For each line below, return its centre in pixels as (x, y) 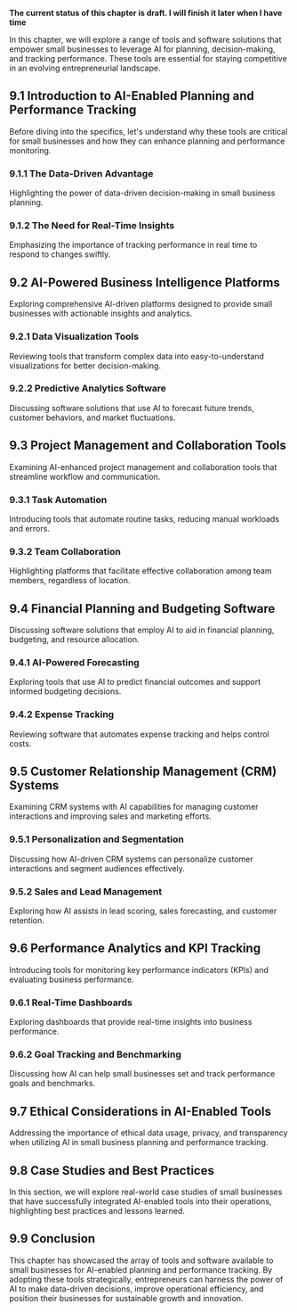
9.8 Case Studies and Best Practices (112, 1171)
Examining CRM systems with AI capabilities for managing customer (134, 807)
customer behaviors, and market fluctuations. (92, 417)
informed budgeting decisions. (65, 691)
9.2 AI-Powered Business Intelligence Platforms (144, 282)
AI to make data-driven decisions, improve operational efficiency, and (136, 1289)
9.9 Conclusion (52, 1239)
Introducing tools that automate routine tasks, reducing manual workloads (144, 519)
